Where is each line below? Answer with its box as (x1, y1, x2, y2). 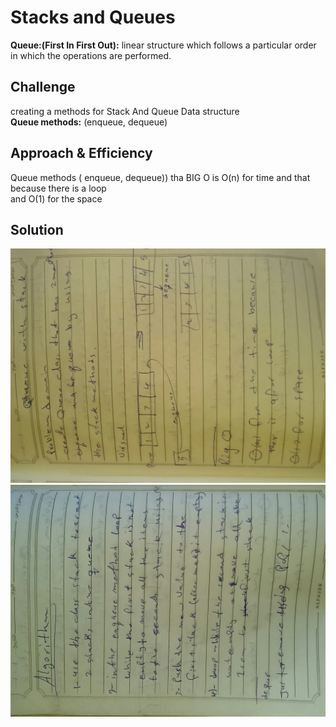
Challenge (10, 79, 76, 96)
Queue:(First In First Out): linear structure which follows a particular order (10, 39, 317, 51)
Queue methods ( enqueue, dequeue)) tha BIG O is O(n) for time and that (10, 171, 311, 183)
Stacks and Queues (10, 6, 176, 29)
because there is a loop (10, 182, 107, 194)
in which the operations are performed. (10, 49, 172, 61)
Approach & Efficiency (10, 145, 153, 162)
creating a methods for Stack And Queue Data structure (10, 105, 240, 117)
